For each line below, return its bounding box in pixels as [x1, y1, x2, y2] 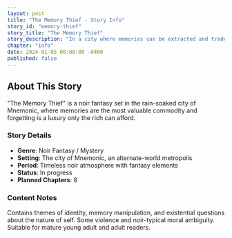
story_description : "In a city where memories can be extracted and [7, 36, 209, 43]
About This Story [7, 81, 82, 92]
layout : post [7, 10, 45, 17]
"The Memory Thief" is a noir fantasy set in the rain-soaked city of [7, 99, 197, 107]
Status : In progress [17, 168, 72, 177]
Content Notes [7, 192, 57, 202]
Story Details [7, 130, 52, 140]
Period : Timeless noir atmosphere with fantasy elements [17, 161, 178, 169]
